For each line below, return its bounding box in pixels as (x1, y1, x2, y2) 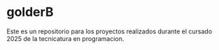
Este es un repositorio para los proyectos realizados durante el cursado (6, 27, 213, 35)
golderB (6, 4, 54, 20)
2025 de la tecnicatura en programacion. (6, 34, 125, 42)
